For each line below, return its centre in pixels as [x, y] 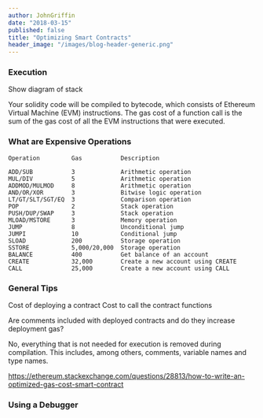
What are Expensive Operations [70, 142]
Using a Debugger [43, 405]
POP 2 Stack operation [91, 206]
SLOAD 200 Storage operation [94, 241]
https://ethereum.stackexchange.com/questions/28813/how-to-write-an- [127, 376]
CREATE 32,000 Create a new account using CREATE [122, 261]
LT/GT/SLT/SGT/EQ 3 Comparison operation [100, 199]
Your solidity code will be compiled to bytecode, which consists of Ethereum [131, 105]
